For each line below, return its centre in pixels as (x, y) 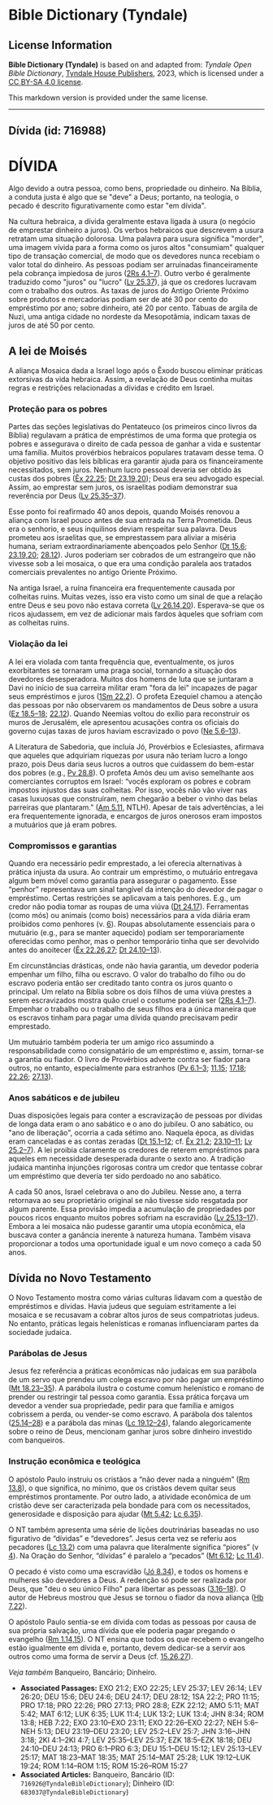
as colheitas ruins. (39, 623)
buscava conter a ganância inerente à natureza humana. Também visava (130, 1235)
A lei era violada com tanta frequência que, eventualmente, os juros (121, 661)
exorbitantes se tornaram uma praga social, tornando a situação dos (123, 670)
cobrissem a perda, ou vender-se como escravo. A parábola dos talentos (131, 1414)
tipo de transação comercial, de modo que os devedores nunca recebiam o (134, 256)
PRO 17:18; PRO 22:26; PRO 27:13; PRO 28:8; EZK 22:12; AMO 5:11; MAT (140, 1705)
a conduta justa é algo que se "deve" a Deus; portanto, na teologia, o (124, 197)
